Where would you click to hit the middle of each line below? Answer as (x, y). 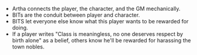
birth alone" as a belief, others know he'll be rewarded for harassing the (101, 40)
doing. (20, 27)
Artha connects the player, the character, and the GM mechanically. (96, 9)
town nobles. (28, 47)
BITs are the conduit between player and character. (76, 15)
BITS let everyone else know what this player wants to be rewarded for (100, 21)
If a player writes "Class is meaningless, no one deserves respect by (98, 34)
